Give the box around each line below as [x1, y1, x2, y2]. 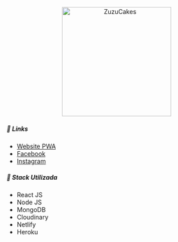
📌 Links [6, 124, 29, 133]
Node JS [16, 198, 43, 206]
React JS [16, 190, 43, 199]
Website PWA [16, 142, 57, 150]
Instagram [16, 157, 46, 165]
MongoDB [16, 205, 46, 213]
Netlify [16, 220, 36, 229]
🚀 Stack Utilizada [6, 173, 58, 181]
